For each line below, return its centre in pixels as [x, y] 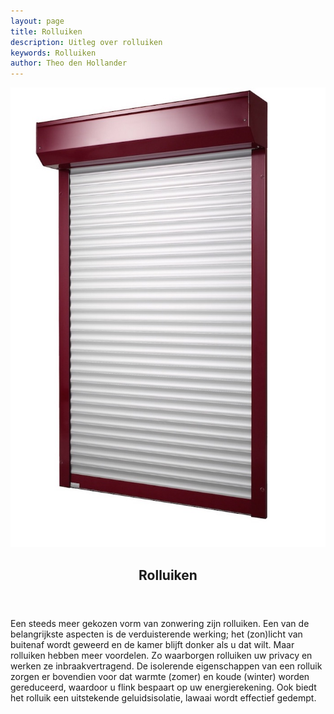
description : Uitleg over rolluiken [86, 42]
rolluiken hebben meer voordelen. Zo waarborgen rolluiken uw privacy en [161, 655]
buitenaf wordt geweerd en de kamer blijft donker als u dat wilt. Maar [152, 644]
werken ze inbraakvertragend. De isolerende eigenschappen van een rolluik [166, 666]
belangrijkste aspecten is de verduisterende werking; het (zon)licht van [156, 634]
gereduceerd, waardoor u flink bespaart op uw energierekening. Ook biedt [163, 687]
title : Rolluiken [46, 31]
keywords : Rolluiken [53, 53]
